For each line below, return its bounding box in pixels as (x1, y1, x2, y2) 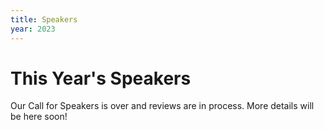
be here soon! (10, 111, 68, 123)
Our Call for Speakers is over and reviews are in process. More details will (10, 100, 315, 112)
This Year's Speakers (10, 67, 192, 90)
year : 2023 (10, 24, 56, 34)
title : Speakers (10, 14, 78, 25)
